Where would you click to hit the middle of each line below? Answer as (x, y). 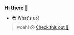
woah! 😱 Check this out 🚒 (43, 27)
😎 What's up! (25, 18)
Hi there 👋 (17, 8)
